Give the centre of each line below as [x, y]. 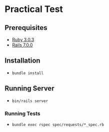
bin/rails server [30, 101]
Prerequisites [26, 28]
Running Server [29, 88]
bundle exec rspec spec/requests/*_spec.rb [58, 124]
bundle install [28, 73]
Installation [22, 61]
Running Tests [22, 113]
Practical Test [34, 9]
